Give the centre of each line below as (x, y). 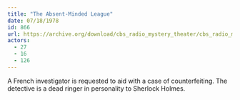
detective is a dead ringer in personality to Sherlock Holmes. (96, 88)
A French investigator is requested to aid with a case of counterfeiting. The (117, 81)
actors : (19, 41)
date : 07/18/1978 (33, 21)
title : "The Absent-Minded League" (60, 14)
